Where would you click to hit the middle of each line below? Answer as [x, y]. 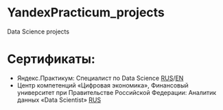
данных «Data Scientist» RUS [59, 100]
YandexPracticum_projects [86, 13]
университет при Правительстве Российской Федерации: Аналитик [117, 92]
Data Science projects [38, 31]
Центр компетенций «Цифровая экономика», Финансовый [103, 85]
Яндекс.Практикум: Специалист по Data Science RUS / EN [100, 78]
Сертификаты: [51, 59]
